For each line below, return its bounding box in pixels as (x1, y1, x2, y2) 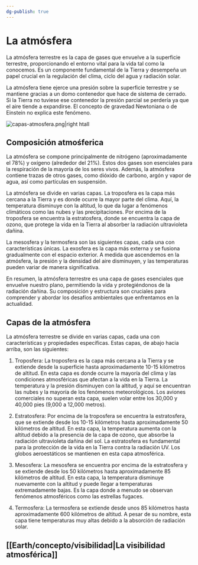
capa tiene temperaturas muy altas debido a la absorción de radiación (14, 517, 186, 524)
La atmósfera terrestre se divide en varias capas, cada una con (6, 333, 160, 340)
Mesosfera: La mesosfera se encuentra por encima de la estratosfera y (14, 462, 188, 469)
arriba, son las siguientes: (6, 346, 69, 353)
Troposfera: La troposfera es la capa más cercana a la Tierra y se (14, 357, 174, 364)
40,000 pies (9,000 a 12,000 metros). (14, 401, 106, 408)
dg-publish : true (6, 8, 49, 15)
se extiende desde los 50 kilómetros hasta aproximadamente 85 (14, 468, 171, 475)
